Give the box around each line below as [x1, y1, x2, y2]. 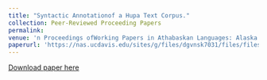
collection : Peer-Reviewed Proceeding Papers [8, 19, 161, 27]
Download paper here [8, 63, 79, 72]
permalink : [8, 26, 44, 34]
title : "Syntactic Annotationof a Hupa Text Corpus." [8, 11, 191, 20]
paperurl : [8, 41, 41, 49]
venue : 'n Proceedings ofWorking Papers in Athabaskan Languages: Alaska [8, 33, 258, 42]
